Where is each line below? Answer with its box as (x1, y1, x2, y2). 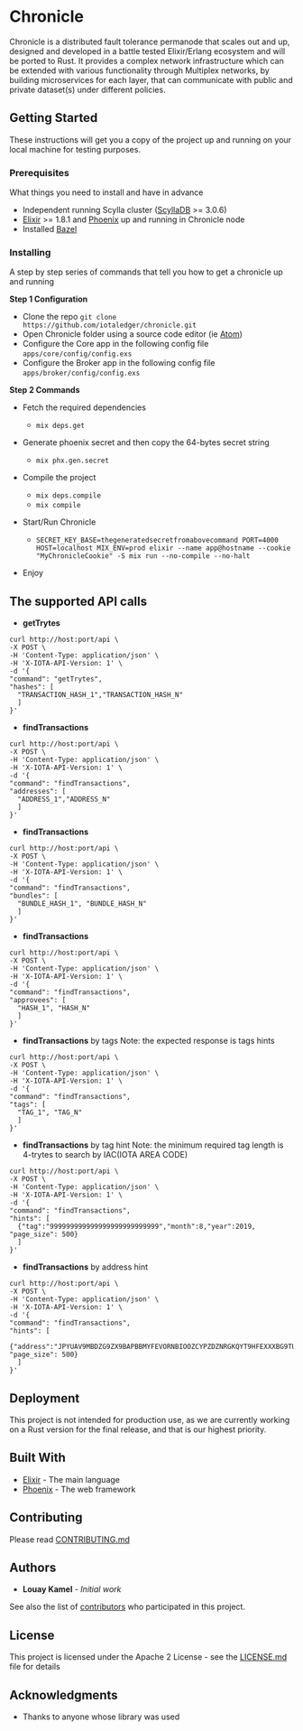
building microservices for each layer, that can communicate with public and (9, 74, 293, 85)
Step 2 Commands (9, 385, 80, 396)
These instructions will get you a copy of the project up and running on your (9, 134, 291, 145)
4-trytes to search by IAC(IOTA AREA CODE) (22, 1149, 188, 1160)
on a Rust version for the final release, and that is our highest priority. (9, 1424, 267, 1435)
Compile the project (22, 472, 96, 483)
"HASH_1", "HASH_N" (17, 1004, 91, 1013)
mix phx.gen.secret (35, 456, 110, 466)
